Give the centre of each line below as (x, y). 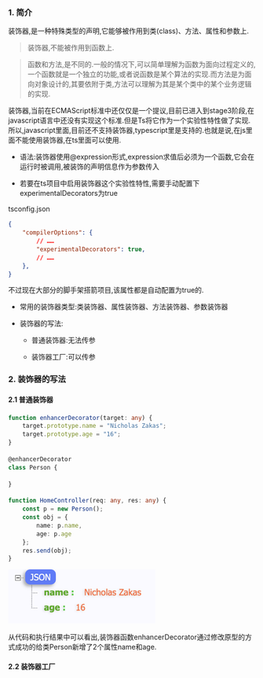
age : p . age (54, 534)
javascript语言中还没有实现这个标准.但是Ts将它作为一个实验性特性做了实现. (130, 120)
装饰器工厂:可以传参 (63, 357)
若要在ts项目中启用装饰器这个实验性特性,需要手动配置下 (110, 183)
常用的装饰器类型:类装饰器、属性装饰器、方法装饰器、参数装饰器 (124, 307)
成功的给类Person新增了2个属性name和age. (86, 647)
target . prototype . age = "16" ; (72, 434)
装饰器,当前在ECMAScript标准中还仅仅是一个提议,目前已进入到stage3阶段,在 (131, 111)
